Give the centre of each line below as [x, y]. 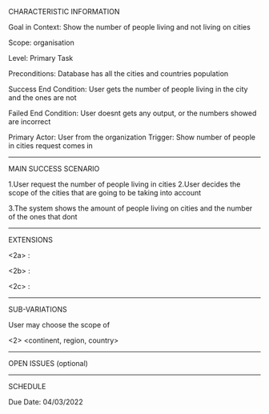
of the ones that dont [43, 217]
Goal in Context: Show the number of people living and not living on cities [129, 27]
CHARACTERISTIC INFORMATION [64, 12]
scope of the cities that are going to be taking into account [105, 193]
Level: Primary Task [41, 58]
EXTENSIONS [31, 240]
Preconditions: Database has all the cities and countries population [118, 74]
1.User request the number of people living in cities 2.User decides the [124, 184]
